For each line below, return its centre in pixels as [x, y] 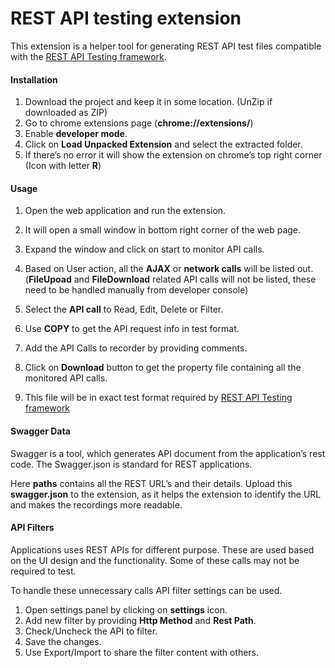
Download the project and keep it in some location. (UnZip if [148, 102]
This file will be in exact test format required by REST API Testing [158, 398]
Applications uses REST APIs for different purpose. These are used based [162, 549]
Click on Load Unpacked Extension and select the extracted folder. [163, 144]
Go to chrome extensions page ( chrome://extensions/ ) [139, 123]
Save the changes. [63, 641]
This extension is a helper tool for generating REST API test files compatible [166, 46]
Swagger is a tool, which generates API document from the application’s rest [168, 453]
